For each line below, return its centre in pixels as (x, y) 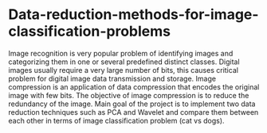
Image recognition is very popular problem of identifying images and (121, 53)
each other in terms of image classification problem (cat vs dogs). (116, 120)
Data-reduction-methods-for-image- (133, 15)
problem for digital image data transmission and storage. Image (112, 78)
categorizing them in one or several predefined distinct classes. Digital (124, 62)
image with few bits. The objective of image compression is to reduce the (129, 95)
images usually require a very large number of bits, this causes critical (124, 70)
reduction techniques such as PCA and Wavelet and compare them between (133, 112)
